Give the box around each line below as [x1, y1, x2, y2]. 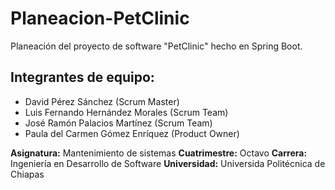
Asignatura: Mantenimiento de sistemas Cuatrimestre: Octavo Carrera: [10, 147, 308, 159]
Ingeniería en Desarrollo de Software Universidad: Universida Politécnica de [10, 157, 326, 169]
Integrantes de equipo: [10, 69, 155, 86]
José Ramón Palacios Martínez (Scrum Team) [24, 117, 213, 129]
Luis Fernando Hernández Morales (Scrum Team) [24, 106, 229, 118]
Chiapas [10, 168, 45, 180]
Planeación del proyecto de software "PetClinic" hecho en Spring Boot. [10, 40, 303, 52]
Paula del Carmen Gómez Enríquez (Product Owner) [24, 127, 240, 139]
